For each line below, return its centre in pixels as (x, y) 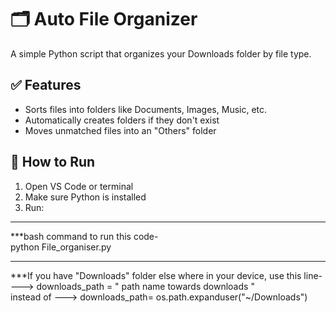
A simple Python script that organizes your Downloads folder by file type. (161, 53)
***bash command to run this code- (84, 236)
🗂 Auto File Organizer (104, 19)
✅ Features (46, 85)
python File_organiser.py (61, 247)
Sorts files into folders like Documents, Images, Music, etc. (146, 109)
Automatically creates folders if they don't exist (122, 120)
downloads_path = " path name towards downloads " (145, 286)
